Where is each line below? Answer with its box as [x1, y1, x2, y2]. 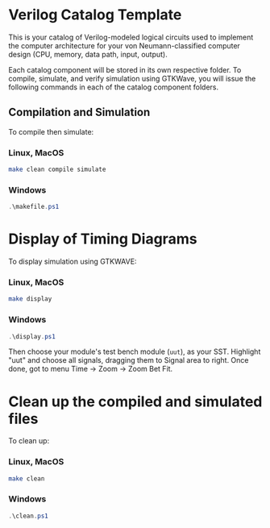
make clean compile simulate [8, 165, 106, 174]
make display [8, 295, 52, 303]
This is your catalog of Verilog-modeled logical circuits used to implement [8, 32, 254, 42]
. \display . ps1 [8, 332, 56, 340]
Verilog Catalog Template [8, 6, 182, 24]
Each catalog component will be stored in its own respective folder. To [8, 64, 242, 74]
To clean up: [8, 436, 50, 446]
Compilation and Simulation [8, 106, 151, 119]
